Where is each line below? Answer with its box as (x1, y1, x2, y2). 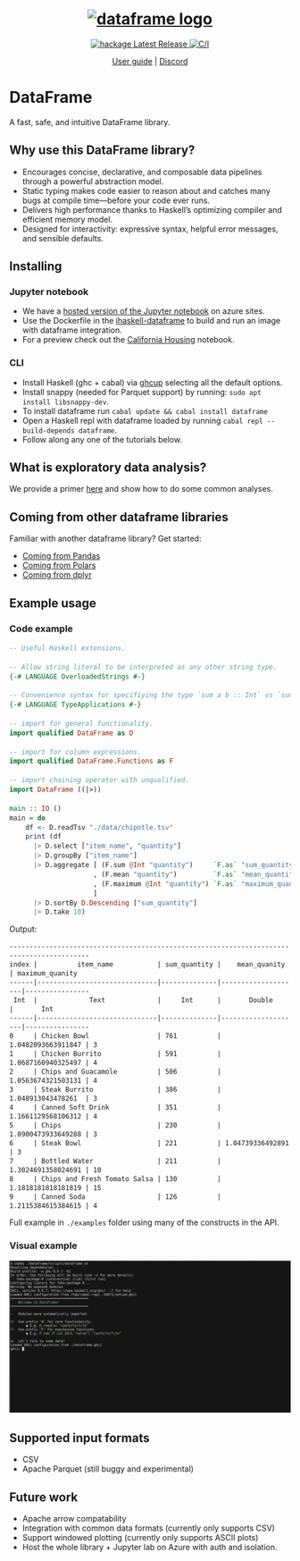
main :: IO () (9, 804, 62, 813)
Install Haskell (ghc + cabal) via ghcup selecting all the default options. (21, 376, 283, 388)
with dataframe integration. (21, 325, 122, 335)
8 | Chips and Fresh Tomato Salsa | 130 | (9, 1175, 221, 1184)
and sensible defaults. (21, 232, 104, 243)
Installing (9, 259, 62, 274)
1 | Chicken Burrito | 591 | (9, 1050, 221, 1059)
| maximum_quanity (9, 969, 78, 978)
